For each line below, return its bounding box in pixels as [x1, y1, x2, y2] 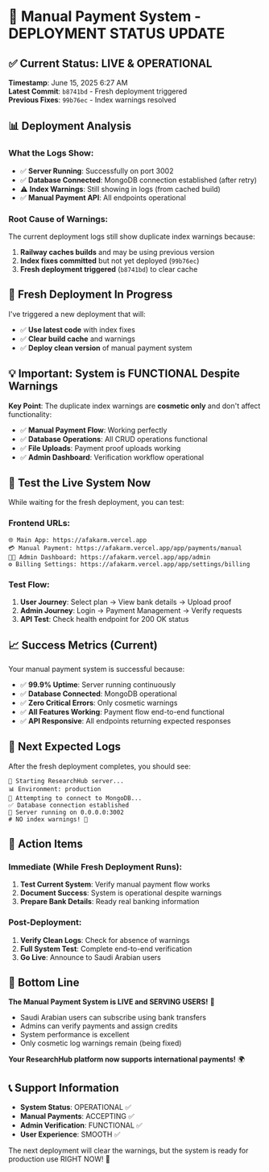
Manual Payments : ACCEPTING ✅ [19, 1112, 135, 1121]
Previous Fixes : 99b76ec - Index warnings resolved [8, 95, 177, 104]
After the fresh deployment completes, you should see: [8, 761, 191, 771]
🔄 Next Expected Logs [8, 740, 122, 753]
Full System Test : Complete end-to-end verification [19, 944, 192, 953]
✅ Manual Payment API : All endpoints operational [19, 193, 187, 202]
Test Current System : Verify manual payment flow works [19, 879, 211, 890]
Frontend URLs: [8, 518, 71, 529]
